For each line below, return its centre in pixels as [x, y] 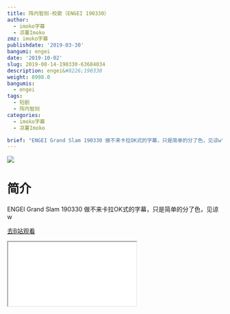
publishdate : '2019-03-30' [46, 45]
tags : [15, 96]
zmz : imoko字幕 [28, 39]
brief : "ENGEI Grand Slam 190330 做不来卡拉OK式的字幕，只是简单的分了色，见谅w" [116, 140]
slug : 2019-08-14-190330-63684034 [56, 64]
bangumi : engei [29, 52]
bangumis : [21, 83]
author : [18, 20]
